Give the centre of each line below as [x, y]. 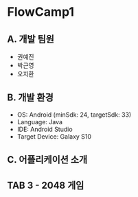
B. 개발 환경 [30, 98]
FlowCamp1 [41, 12]
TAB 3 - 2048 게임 [46, 185]
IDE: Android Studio [45, 129]
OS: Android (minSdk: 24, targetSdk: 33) [74, 115]
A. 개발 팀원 [31, 39]
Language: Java [40, 121]
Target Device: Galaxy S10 [54, 136]
